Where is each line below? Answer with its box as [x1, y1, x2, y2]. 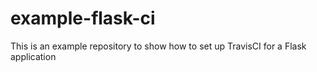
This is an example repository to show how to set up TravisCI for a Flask [10, 40, 307, 52]
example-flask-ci [10, 7, 156, 30]
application [10, 50, 57, 62]
